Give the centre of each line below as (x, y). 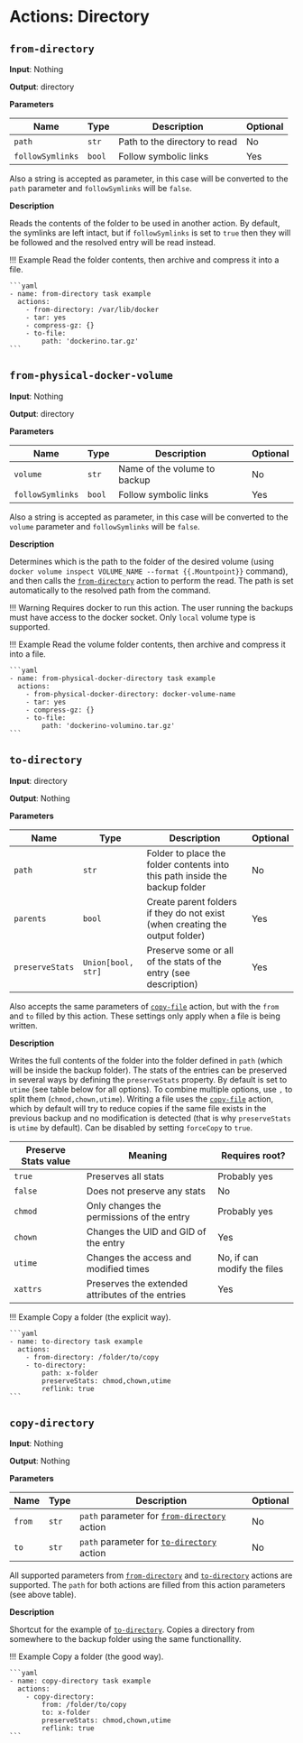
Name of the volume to (167, 468)
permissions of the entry (138, 1217)
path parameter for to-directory (148, 1542)
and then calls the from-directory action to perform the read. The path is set (151, 580)
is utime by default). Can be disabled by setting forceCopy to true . (131, 1127)
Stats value (46, 1161)
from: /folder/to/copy (84, 1705)
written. (23, 1025)
